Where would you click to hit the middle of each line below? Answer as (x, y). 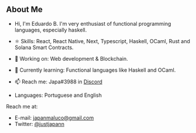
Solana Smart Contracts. (44, 47)
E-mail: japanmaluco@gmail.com (54, 118)
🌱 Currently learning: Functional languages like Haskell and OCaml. (95, 70)
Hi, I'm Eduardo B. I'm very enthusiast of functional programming (93, 23)
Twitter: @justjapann (39, 124)
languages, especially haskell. (51, 30)
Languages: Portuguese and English (58, 95)
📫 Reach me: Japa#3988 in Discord (58, 82)
